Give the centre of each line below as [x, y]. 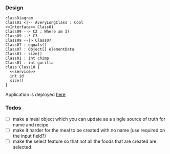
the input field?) [29, 136]
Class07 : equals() [26, 45]
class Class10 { [23, 67]
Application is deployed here [35, 95]
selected [22, 147]
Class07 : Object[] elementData [40, 49]
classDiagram [19, 18]
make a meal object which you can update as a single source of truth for [89, 119]
